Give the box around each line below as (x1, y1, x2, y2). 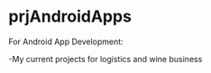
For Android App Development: (8, 36, 124, 47)
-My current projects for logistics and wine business (8, 53, 203, 64)
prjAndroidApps (8, 6, 133, 27)
